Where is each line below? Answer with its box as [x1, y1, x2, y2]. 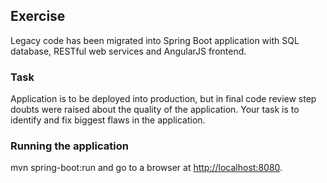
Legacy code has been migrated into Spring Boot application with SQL [10, 34, 300, 46]
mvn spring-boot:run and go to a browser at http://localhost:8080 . [10, 162, 283, 174]
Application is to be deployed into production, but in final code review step [10, 93, 317, 105]
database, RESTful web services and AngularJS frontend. [10, 45, 247, 57]
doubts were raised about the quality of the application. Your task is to [10, 104, 300, 116]
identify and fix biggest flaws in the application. [10, 114, 206, 126]
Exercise [10, 8, 66, 25]
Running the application [10, 139, 129, 153]
